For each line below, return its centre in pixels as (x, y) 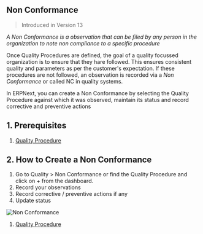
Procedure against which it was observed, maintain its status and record (98, 99)
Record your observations (48, 187)
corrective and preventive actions (49, 106)
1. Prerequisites (36, 126)
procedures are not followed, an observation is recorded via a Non (90, 75)
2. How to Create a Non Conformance (79, 160)
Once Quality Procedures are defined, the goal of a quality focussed (93, 55)
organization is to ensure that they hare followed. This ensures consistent (99, 61)
